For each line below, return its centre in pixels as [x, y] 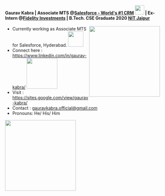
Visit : [18, 92]
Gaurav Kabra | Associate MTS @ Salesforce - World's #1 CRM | [76, 13]
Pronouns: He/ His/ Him [36, 113]
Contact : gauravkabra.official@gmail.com [55, 108]
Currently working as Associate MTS [49, 29]
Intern [12, 18]
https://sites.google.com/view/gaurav [50, 98]
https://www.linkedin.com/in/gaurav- [49, 56]
